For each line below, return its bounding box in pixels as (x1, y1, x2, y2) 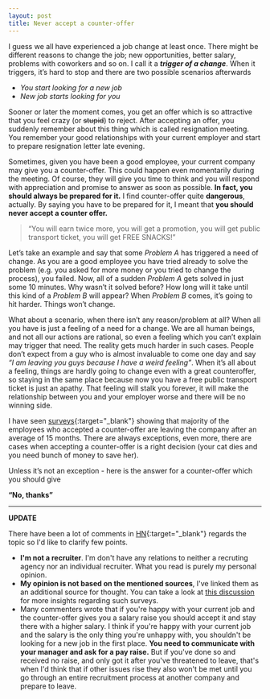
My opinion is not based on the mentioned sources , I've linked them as (19, 578, 259, 588)
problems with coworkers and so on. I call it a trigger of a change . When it (8, 58, 256, 68)
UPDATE (8, 513, 37, 523)
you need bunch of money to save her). (8, 450, 139, 460)
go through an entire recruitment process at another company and (19, 672, 239, 682)
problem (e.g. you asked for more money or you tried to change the (8, 265, 231, 275)
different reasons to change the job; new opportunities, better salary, (8, 50, 236, 60)
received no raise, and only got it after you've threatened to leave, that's (19, 656, 260, 665)
